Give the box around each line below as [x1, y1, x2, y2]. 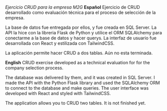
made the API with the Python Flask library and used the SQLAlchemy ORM [5, 80, 160, 86]
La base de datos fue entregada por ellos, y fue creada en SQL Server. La [5, 24, 156, 30]
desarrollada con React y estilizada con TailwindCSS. [5, 40, 115, 46]
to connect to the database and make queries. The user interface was [5, 85, 149, 91]
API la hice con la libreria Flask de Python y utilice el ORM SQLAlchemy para [5, 30, 162, 35]
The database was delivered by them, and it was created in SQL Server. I [5, 75, 155, 80]
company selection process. [5, 65, 63, 71]
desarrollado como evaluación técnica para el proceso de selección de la [5, 9, 156, 15]
